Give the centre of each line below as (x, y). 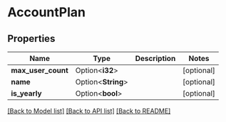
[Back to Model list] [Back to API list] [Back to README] (89, 111)
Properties (31, 39)
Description (155, 59)
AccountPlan (46, 12)
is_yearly (26, 93)
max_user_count (40, 70)
